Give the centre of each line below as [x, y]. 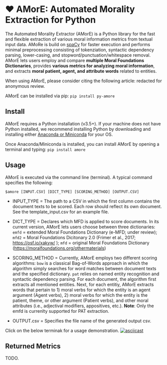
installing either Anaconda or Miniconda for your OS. [59, 134]
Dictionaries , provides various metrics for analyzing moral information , [80, 66]
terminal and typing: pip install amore [45, 149]
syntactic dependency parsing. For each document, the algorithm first [84, 279]
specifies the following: [29, 182]
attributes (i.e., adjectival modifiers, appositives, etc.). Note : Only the [83, 306]
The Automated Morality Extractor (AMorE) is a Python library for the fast [80, 34]
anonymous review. [25, 86]
